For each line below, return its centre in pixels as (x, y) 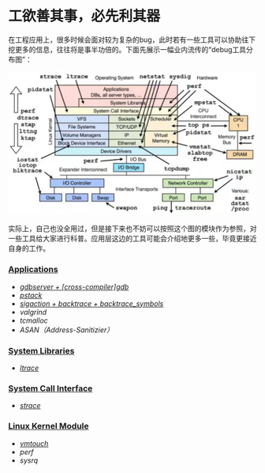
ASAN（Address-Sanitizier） (67, 330)
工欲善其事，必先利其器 (84, 16)
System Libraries (41, 350)
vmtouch (34, 443)
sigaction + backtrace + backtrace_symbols (91, 303)
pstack (31, 295)
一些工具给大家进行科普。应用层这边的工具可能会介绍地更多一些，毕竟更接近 (132, 239)
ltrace (29, 368)
